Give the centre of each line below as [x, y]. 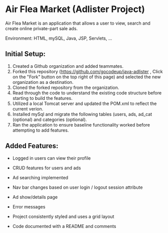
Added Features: [32, 146]
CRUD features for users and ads [47, 168]
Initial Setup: [26, 54]
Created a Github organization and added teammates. [68, 66]
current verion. [28, 108]
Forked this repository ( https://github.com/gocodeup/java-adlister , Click [88, 71]
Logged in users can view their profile [52, 158]
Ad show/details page [35, 197]
